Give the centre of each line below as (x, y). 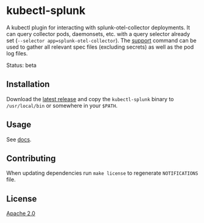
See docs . (19, 139)
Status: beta (21, 65)
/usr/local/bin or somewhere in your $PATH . (62, 105)
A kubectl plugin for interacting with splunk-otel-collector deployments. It (98, 27)
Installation (28, 84)
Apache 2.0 (21, 213)
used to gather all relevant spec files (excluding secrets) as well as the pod (100, 47)
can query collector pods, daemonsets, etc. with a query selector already (98, 34)
